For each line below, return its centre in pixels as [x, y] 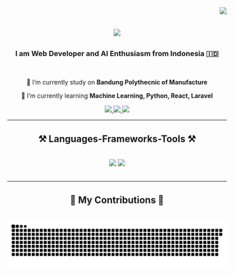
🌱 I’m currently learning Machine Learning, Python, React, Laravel [117, 96]
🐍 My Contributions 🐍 [117, 200]
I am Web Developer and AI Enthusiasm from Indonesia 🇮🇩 [117, 54]
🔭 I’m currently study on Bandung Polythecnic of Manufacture [117, 82]
